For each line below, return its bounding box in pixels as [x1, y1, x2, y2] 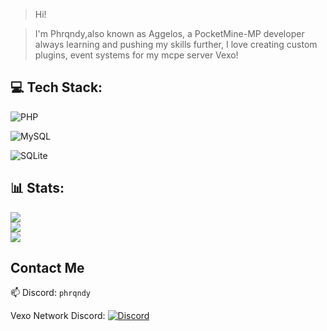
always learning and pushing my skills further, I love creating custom [34, 39, 318, 50]
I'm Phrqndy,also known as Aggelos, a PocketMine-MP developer [34, 28, 305, 39]
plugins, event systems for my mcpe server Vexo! [34, 49, 239, 61]
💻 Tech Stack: [10, 79, 103, 96]
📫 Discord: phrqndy [10, 287, 91, 299]
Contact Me [10, 260, 85, 277]
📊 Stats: [10, 180, 65, 197]
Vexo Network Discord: [10, 310, 106, 322]
